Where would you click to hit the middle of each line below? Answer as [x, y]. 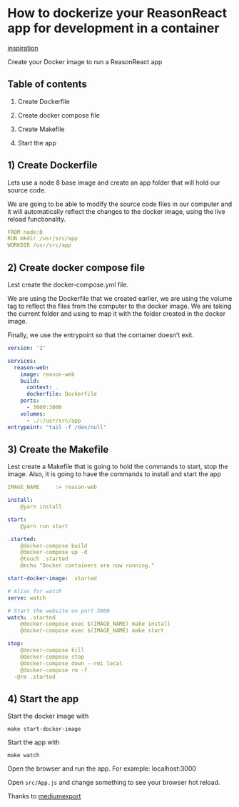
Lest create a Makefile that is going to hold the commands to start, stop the [118, 467]
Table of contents [47, 84]
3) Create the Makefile [58, 449]
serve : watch [27, 598]
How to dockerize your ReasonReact [117, 13]
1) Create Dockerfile [52, 165]
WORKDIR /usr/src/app [40, 245]
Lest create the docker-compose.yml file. [68, 284]
